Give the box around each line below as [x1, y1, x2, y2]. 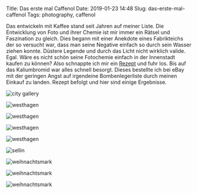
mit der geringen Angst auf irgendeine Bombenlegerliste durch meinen [6, 73, 178, 79]
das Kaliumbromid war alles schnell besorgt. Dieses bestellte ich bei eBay [6, 66, 184, 73]
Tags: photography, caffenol [27, 11, 96, 18]
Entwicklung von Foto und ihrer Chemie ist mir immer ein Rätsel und [6, 29, 171, 36]
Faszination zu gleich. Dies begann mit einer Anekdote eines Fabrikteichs [6, 35, 183, 42]
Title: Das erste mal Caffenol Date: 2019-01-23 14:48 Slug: [6, 5, 147, 12]
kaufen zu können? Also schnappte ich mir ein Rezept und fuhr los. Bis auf [6, 60, 186, 67]
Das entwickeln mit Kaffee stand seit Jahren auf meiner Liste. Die [6, 23, 164, 29]
